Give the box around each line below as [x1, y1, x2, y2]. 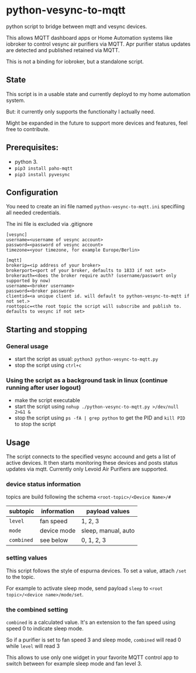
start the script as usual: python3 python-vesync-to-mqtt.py [14, 355, 159, 363]
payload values [86, 507, 130, 516]
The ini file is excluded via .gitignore [6, 221, 93, 228]
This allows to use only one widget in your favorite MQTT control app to [6, 654, 179, 661]
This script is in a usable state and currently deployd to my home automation [6, 90, 191, 97]
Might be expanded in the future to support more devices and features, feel [6, 119, 188, 126]
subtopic [9, 507, 35, 516]
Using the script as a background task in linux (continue [6, 376, 168, 384]
